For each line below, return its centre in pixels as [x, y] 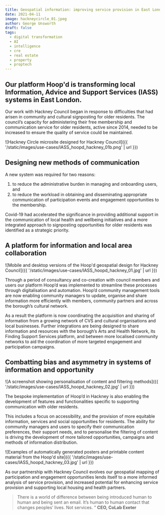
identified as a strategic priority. [37, 230]
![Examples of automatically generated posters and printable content [74, 452]
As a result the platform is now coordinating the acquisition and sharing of [80, 315]
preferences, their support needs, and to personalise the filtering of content [82, 432]
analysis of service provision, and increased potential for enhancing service [82, 483]
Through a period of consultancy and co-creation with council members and [82, 280]
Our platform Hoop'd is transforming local [70, 84]
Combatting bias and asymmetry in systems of [78, 362]
